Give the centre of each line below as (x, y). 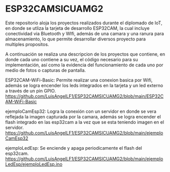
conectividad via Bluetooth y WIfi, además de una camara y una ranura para (84, 33)
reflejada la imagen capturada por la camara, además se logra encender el (83, 116)
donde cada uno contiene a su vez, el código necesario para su (72, 59)
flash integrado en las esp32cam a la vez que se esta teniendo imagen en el (85, 122)
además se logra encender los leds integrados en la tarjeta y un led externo (84, 85)
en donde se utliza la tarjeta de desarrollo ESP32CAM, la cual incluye (77, 28)
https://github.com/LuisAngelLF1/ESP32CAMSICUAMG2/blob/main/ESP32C (84, 96)
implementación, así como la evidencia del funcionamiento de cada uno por (84, 65)
